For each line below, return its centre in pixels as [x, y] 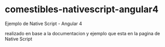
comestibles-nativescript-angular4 [82, 9]
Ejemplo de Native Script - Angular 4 [44, 24]
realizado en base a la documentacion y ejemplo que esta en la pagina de [82, 33]
